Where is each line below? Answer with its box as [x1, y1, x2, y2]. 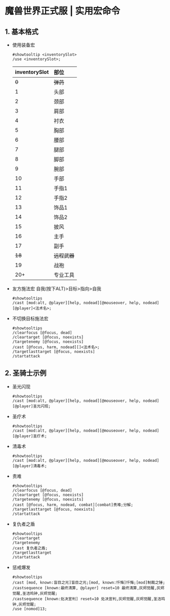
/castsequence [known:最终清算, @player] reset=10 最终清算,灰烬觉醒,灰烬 [12, 585, 165, 590]
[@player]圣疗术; [12, 433, 47, 439]
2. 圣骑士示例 [5, 369, 47, 378]
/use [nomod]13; [12, 606, 47, 611]
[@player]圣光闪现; [12, 403, 51, 409]
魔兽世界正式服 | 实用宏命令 [5, 5, 120, 17]
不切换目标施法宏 [12, 315, 49, 322]
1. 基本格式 [5, 27, 39, 36]
